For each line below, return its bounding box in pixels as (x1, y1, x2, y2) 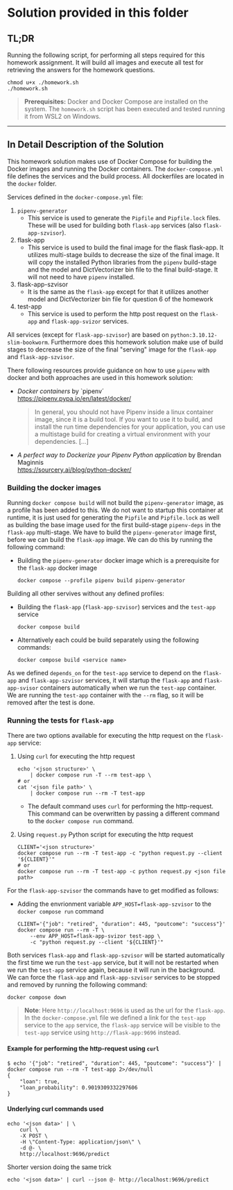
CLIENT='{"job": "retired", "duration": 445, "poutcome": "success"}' (17, 920, 226, 928)
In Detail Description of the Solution (7, 139, 164, 151)
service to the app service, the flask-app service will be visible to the (24, 1021, 221, 1030)
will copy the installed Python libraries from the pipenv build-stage (27, 258, 217, 266)
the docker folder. (7, 179, 57, 188)
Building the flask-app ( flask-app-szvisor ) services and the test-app (17, 603, 216, 611)
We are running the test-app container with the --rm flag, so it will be (7, 691, 204, 700)
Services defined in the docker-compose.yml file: (7, 192, 144, 201)
